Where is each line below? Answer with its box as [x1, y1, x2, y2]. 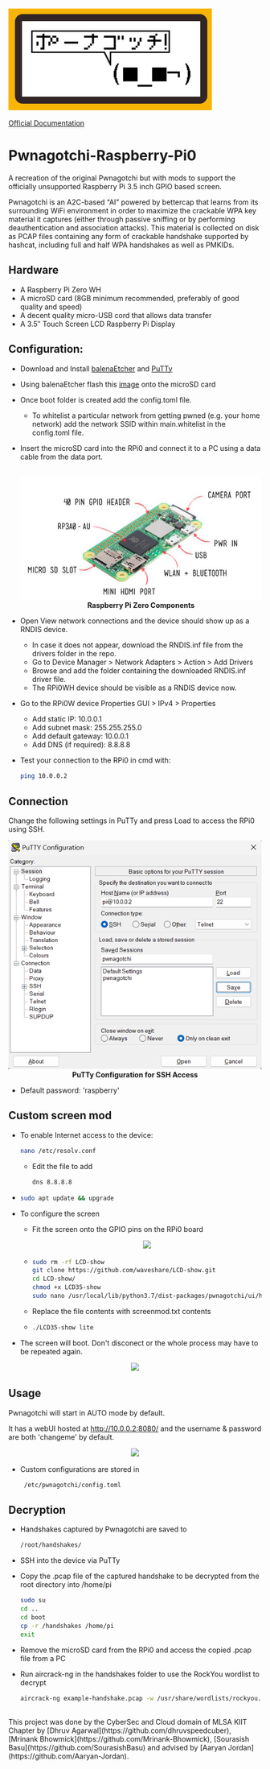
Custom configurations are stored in [19, 1464, 140, 1473]
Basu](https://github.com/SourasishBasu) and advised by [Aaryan [8, 1743, 227, 1753]
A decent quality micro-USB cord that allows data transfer [19, 310, 212, 320]
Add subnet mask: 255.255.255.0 [31, 723, 142, 733]
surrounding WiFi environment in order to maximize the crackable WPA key [8, 205, 257, 215]
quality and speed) [19, 302, 83, 312]
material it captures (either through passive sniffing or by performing [8, 214, 235, 224]
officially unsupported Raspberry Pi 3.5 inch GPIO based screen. [8, 181, 223, 191]
